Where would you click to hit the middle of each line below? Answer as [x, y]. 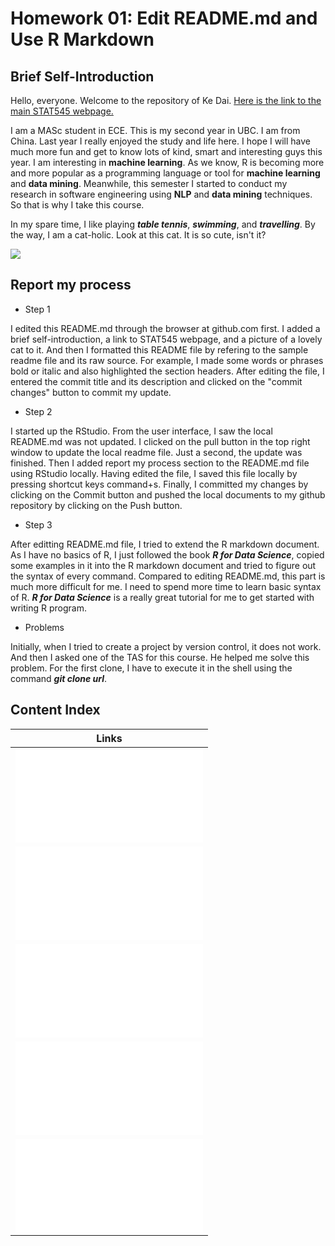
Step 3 [38, 524]
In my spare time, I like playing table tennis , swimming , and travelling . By [163, 224]
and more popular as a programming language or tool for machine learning [165, 173]
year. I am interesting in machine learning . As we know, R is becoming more [167, 162]
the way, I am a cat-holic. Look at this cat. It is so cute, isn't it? [138, 235]
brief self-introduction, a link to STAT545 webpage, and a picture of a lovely [166, 339]
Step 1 [37, 309]
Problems [44, 627]
